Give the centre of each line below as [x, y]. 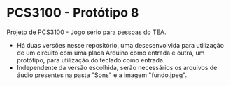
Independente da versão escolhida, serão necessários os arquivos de [117, 67]
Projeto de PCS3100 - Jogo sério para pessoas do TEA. [86, 32]
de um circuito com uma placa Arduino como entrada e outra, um [111, 53]
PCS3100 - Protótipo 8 [73, 13]
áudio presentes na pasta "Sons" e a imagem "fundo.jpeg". [101, 75]
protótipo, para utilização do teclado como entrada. [91, 60]
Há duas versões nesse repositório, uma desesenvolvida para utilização [120, 45]
